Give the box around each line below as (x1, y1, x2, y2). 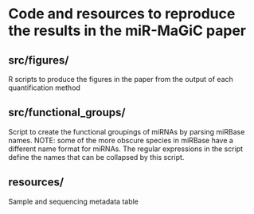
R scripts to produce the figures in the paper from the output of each (8, 75, 233, 84)
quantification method (8, 83, 81, 92)
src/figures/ (8, 53, 69, 67)
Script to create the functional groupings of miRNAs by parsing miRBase (8, 126, 245, 136)
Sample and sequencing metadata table (8, 196, 139, 206)
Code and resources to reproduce (8, 5, 236, 23)
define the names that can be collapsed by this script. (8, 152, 185, 161)
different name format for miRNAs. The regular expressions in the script (8, 144, 244, 154)
